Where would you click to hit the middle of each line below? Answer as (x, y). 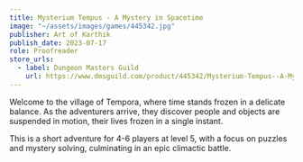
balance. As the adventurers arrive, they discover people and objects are (145, 111)
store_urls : (32, 59)
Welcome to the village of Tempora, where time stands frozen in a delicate (147, 102)
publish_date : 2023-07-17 (58, 43)
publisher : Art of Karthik (60, 34)
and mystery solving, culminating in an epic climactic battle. (120, 148)
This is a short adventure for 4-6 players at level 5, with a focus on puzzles (148, 138)
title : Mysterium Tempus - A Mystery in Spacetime (106, 18)
